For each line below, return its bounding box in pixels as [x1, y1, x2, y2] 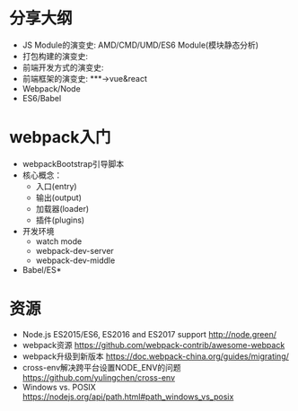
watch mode [35, 235, 83, 247]
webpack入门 [9, 127, 111, 148]
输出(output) [35, 192, 83, 203]
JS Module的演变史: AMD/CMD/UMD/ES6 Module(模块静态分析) [22, 39, 259, 50]
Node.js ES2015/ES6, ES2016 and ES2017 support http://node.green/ [22, 328, 276, 339]
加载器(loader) [35, 203, 90, 214]
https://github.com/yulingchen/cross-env [22, 372, 176, 382]
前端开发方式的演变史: [22, 62, 104, 73]
